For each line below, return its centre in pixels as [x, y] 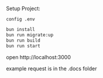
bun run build [23, 40]
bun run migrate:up [30, 35]
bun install [20, 29]
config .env [20, 19]
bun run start [23, 46]
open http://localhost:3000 [39, 57]
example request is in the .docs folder [51, 68]
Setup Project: [23, 9]
